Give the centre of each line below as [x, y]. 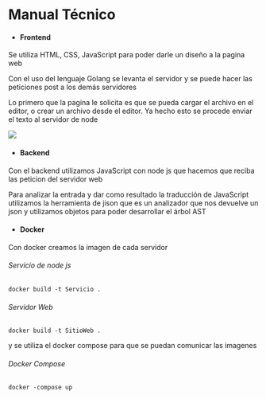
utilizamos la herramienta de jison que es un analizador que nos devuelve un [133, 203]
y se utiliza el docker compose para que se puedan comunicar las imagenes [133, 346]
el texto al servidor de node [53, 119]
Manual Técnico [62, 15]
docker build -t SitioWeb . [55, 331]
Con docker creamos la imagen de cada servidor [88, 247]
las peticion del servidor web [56, 179]
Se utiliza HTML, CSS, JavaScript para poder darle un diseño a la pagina [127, 55]
